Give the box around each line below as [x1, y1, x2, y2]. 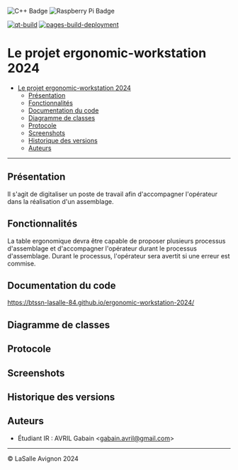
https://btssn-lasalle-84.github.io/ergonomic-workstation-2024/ [7, 298, 195, 307]
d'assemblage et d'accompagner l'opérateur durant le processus [7, 244, 197, 253]
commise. [7, 259, 36, 268]
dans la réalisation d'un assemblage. [7, 197, 114, 205]
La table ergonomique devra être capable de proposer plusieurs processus [7, 236, 226, 245]
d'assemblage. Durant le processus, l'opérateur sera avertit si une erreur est [7, 251, 230, 260]
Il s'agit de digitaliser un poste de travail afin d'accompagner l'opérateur [7, 190, 218, 198]
